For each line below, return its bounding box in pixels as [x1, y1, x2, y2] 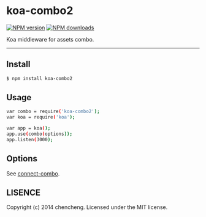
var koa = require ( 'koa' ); [6, 114, 75, 120]
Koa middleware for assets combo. [6, 35, 94, 43]
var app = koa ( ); [6, 125, 51, 131]
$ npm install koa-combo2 [6, 75, 72, 81]
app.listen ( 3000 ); [6, 136, 53, 142]
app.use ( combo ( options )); [6, 131, 72, 138]
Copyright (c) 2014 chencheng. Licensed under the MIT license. [6, 204, 168, 211]
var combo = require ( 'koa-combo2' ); [6, 108, 100, 115]
